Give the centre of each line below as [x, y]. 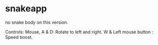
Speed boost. [19, 37]
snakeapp [26, 9]
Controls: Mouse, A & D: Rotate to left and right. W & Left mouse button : [79, 32]
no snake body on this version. [37, 22]
